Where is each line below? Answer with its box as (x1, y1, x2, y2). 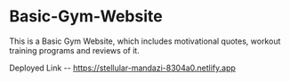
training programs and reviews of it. (9, 45, 140, 55)
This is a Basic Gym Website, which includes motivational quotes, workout (9, 36, 281, 46)
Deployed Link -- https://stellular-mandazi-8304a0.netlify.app (9, 62, 236, 73)
